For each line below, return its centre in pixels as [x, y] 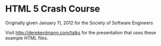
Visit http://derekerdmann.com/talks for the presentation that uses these [80, 32]
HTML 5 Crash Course [53, 9]
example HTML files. [27, 38]
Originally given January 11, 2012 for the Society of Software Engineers [79, 23]
